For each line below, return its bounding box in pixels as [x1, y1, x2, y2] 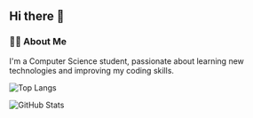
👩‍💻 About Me [9, 35, 67, 48]
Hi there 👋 [9, 9, 65, 24]
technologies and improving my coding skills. [9, 65, 175, 75]
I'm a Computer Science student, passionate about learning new [9, 55, 244, 67]
